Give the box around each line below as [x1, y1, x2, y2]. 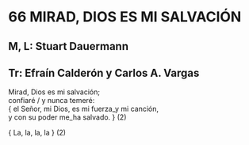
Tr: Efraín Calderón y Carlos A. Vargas [8, 66, 200, 79]
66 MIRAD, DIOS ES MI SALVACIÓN [8, 8, 242, 26]
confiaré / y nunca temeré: [8, 96, 95, 105]
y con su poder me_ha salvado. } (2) [8, 113, 127, 122]
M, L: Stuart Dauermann [8, 40, 129, 53]
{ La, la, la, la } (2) [8, 128, 66, 138]
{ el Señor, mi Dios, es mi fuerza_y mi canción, [8, 104, 159, 114]
